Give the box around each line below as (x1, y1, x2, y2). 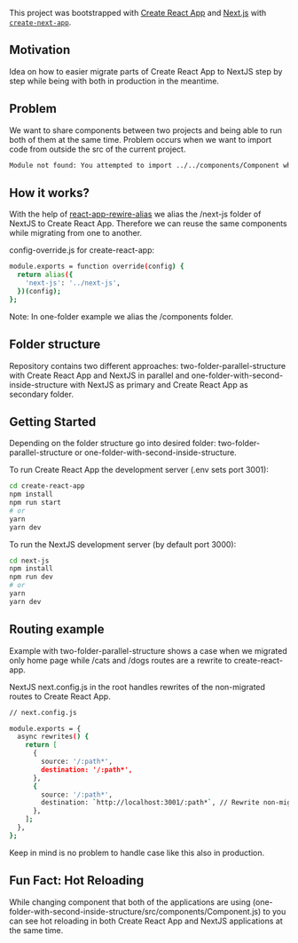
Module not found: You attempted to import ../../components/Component (9, 161, 279, 169)
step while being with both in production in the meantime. (9, 75, 220, 86)
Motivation (9, 43, 71, 58)
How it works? (9, 185, 90, 200)
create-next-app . (9, 17, 72, 28)
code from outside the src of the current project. (9, 144, 186, 154)
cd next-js (9, 556, 50, 565)
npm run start (9, 499, 62, 507)
